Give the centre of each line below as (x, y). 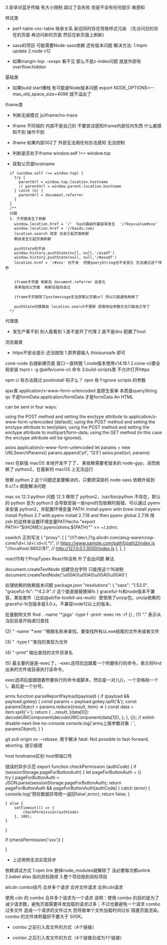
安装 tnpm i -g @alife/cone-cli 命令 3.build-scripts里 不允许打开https (79, 370)
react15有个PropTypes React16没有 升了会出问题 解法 (60, 559)
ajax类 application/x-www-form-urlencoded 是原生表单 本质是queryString (81, 391)
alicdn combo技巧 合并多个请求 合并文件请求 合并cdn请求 (64, 887)
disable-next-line (23, 723)
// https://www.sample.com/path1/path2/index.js (105, 543)
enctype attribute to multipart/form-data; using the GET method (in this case (83, 432)
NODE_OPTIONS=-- (134, 88)
